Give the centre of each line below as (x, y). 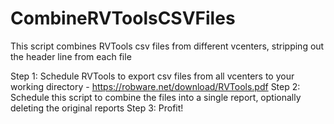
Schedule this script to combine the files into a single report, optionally (156, 97)
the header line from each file (71, 56)
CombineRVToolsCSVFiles (123, 18)
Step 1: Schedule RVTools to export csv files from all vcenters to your (152, 76)
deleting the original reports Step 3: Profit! (97, 108)
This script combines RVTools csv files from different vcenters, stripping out (167, 46)
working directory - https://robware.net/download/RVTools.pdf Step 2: (155, 86)
